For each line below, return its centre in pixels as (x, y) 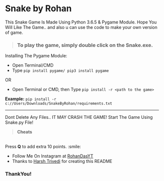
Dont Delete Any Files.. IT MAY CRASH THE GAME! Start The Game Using (79, 117)
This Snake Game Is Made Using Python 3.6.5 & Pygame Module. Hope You (81, 22)
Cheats (25, 132)
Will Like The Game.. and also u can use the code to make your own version (81, 27)
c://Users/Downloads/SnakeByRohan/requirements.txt (59, 104)
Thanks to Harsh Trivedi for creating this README (62, 161)
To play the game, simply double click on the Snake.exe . (85, 45)
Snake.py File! (19, 122)
